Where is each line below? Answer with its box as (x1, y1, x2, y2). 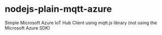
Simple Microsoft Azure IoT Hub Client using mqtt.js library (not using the (5, 20, 157, 26)
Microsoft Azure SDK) (5, 25, 50, 31)
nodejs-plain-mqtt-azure (5, 3, 112, 15)
